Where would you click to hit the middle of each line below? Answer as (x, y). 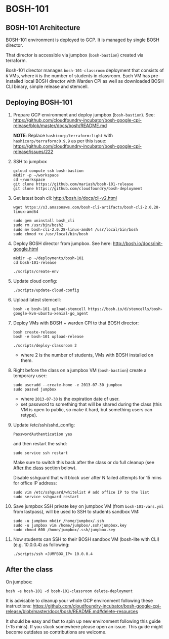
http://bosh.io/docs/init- (138, 243)
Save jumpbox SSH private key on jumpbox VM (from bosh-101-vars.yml (88, 506)
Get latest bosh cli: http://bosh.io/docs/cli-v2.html (65, 198)
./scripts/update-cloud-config (46, 290)
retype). (29, 415)
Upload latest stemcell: (37, 299)
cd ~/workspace (29, 179)
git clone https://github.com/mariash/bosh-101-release (73, 184)
